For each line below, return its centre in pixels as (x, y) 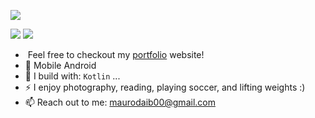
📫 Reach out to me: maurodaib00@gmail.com (120, 102)
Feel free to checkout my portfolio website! (116, 54)
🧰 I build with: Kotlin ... (72, 76)
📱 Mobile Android (60, 65)
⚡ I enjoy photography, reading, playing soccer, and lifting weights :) (165, 87)
